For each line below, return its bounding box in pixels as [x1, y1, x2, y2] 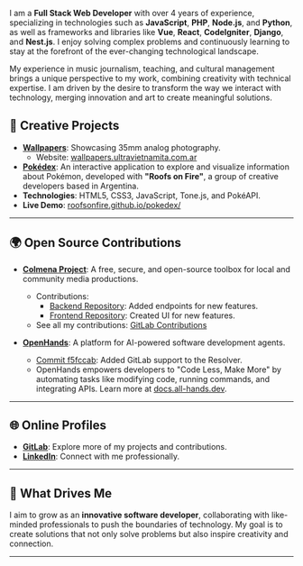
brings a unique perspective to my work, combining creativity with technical [9, 73, 291, 84]
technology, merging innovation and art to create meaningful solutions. [9, 92, 272, 103]
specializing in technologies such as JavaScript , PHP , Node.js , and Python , [9, 17, 293, 28]
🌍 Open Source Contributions [9, 235, 182, 251]
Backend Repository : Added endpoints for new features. [49, 300, 259, 311]
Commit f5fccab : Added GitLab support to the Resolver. [35, 354, 243, 365]
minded [9, 519, 38, 530]
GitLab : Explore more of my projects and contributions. [22, 442, 227, 452]
